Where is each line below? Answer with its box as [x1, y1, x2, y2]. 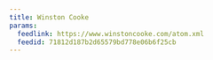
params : [9, 21, 38, 30]
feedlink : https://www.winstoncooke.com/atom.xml [17, 29, 204, 38]
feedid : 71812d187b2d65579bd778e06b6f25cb [17, 37, 177, 47]
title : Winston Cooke [9, 12, 90, 22]
